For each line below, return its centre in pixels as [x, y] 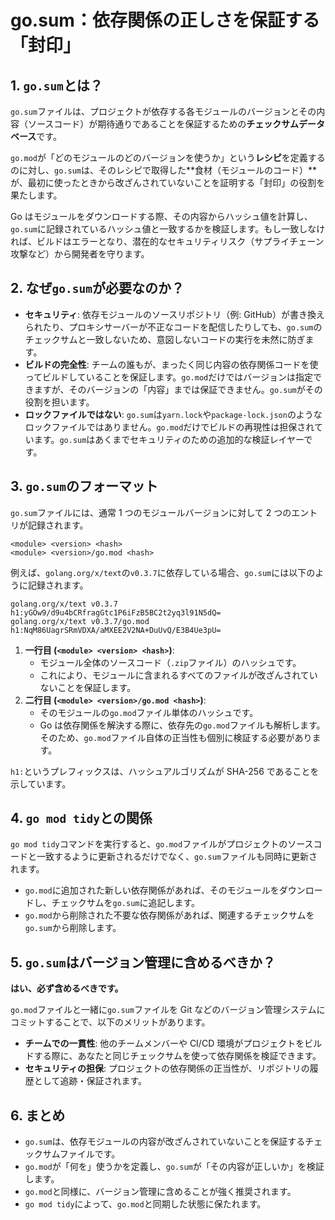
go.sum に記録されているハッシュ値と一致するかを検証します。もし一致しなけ [168, 229]
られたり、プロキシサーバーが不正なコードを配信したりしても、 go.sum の [173, 327]
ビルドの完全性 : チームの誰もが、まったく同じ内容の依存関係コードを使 [171, 364]
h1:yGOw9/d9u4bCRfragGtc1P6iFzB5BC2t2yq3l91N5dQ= [116, 612]
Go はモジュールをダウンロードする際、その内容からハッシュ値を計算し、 [161, 216]
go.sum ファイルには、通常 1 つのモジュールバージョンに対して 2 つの [151, 512]
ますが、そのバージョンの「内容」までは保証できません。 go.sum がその [178, 389]
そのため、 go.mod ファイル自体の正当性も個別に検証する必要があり [176, 737]
